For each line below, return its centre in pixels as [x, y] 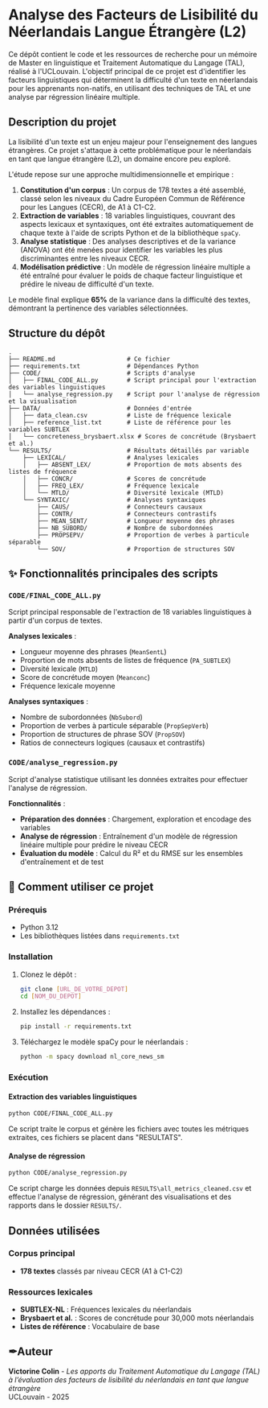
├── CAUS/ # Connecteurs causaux [120, 507]
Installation [31, 957]
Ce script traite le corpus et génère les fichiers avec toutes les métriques [129, 1129]
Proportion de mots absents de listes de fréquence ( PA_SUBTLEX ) [125, 661]
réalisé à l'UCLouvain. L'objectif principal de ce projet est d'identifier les [127, 71]
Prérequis [28, 909]
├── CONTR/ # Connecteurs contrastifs [127, 514]
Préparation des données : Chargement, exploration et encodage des [136, 819]
